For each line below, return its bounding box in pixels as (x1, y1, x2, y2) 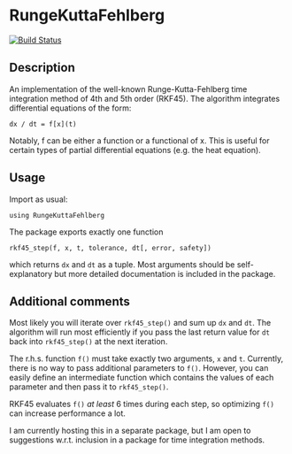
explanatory (9, 268, 53, 279)
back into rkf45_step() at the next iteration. (9, 336, 168, 347)
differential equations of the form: (9, 103, 132, 113)
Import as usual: (9, 194, 68, 204)
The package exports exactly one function (9, 227, 164, 237)
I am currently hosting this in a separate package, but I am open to (9, 426, 251, 436)
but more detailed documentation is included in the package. (54, 268, 276, 279)
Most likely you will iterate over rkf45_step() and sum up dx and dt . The (9, 318, 272, 328)
